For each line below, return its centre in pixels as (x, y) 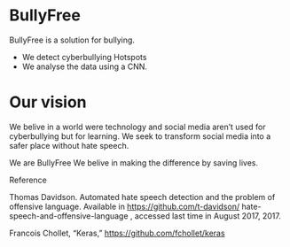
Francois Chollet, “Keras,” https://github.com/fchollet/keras (117, 233)
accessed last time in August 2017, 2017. (208, 216)
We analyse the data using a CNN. (85, 66)
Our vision (48, 102)
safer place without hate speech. (69, 145)
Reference (28, 180)
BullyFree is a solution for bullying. (72, 40)
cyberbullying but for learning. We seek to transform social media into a (140, 136)
